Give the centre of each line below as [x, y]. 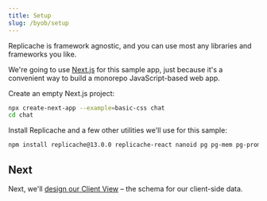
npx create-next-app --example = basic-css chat [87, 108]
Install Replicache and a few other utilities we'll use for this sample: [118, 130]
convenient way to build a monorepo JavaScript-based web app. [114, 78]
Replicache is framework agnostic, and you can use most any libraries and [130, 45]
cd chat [21, 115]
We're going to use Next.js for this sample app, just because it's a [116, 69]
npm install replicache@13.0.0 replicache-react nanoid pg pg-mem [120, 145]
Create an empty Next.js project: [62, 93]
